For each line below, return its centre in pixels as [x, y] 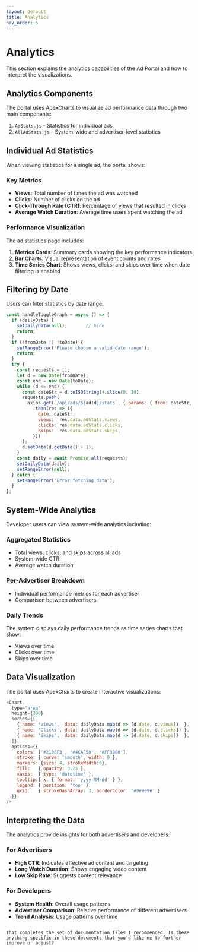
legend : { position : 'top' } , [54, 785]
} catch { [23, 475]
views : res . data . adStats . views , [79, 419]
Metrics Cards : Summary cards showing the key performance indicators [103, 252]
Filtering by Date [37, 290]
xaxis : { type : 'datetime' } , [55, 774]
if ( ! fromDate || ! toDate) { [47, 342]
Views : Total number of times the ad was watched [76, 193]
